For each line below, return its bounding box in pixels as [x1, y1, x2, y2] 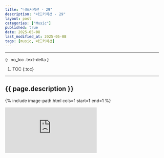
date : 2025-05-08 [5, 30, 41, 35]
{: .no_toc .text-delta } [5, 56, 49, 62]
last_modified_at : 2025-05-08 [5, 35, 67, 39]
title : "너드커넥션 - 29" [5, 7, 53, 12]
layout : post [5, 16, 32, 21]
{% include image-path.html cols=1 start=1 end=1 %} [5, 98, 111, 104]
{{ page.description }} [5, 85, 74, 93]
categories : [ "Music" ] [5, 20, 51, 26]
